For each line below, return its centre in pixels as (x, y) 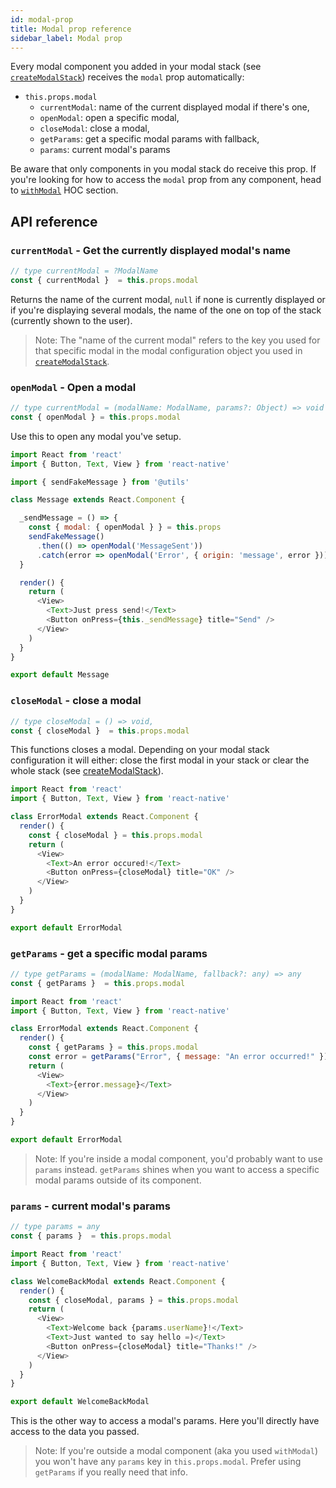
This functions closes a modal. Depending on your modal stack (140, 750)
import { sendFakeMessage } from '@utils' (100, 482)
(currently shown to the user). (71, 320)
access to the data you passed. (75, 1432)
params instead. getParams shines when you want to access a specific (177, 1169)
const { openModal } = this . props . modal (96, 417)
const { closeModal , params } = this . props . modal (134, 1300)
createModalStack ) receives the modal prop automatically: (127, 77)
